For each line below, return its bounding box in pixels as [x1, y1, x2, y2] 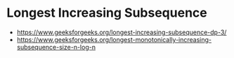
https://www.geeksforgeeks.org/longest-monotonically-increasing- [16, 35, 212, 43]
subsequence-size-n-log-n [16, 43, 96, 51]
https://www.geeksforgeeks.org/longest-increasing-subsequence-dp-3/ [16, 28, 227, 36]
